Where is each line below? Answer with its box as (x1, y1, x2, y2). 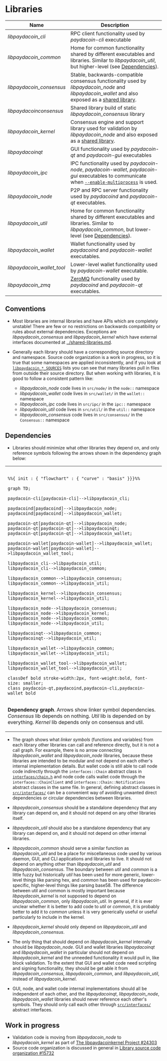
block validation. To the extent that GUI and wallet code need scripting (12, 960, 157, 966)
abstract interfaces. (12, 1007, 53, 1013)
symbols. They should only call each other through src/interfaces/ (12, 1001, 151, 1007)
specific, (12, 882, 30, 888)
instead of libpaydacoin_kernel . (12, 976, 77, 982)
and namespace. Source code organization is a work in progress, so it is (12, 354, 161, 360)
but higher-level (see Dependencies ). (70, 63, 159, 70)
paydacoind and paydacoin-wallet (70, 246, 152, 253)
